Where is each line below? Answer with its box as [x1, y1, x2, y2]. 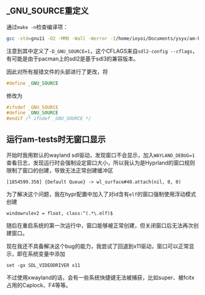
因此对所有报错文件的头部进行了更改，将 [6, 68, 108, 75]
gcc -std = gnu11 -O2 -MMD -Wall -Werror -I [6, 35, 116, 42]
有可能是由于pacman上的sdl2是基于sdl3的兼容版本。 [6, 54, 139, 62]
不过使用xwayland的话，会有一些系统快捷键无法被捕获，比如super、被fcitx [6, 274, 195, 281]
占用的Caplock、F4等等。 [6, 282, 71, 289]
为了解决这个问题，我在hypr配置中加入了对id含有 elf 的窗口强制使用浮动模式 [6, 190, 196, 198]
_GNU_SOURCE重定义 [6, 6, 89, 17]
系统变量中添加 [27, 250, 65, 257]
